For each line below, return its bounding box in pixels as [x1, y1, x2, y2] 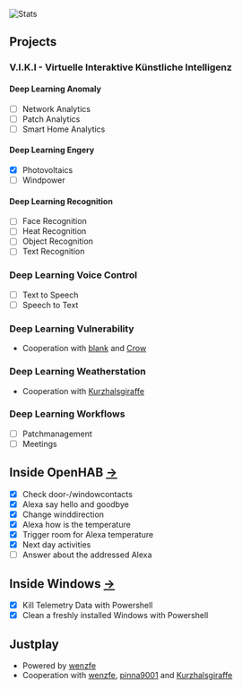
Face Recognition [22, 216, 87, 227]
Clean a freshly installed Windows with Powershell [22, 610, 209, 621]
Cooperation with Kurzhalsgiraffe [22, 385, 145, 396]
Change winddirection [22, 509, 105, 520]
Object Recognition [22, 236, 94, 246]
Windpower [22, 175, 65, 185]
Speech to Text [22, 299, 79, 310]
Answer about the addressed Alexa [22, 549, 152, 560]
